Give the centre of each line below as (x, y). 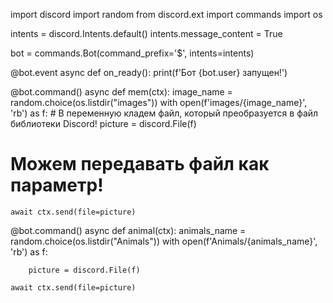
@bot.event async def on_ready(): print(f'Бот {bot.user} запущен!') (149, 72)
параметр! (57, 185)
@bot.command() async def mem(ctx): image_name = (121, 92)
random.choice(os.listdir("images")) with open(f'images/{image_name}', (159, 102)
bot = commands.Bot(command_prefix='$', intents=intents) (132, 53)
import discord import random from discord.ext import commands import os (166, 14)
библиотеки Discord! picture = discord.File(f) (103, 123)
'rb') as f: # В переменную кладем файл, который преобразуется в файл (164, 113)
